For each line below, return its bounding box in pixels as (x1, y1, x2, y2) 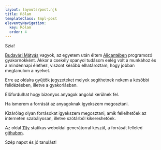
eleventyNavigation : (5, 20, 47, 26)
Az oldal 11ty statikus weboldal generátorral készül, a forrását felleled (5, 125, 143, 131)
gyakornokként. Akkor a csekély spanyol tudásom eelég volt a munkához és (5, 58, 156, 63)
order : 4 (9, 30, 27, 34)
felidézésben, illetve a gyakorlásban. (5, 82, 78, 88)
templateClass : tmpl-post (5, 16, 57, 21)
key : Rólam (9, 25, 31, 30)
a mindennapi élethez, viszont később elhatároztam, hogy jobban (5, 62, 135, 68)
